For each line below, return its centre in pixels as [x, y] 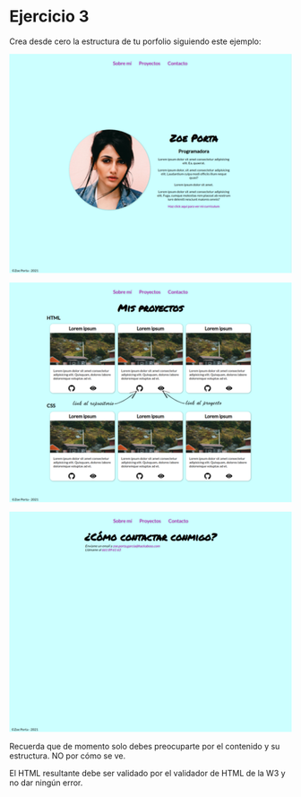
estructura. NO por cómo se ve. [68, 756]
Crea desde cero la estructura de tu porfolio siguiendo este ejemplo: [135, 41]
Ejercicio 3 [49, 17]
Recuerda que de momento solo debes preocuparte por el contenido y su [145, 746]
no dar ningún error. [46, 783]
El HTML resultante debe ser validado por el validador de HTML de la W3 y [147, 773]
